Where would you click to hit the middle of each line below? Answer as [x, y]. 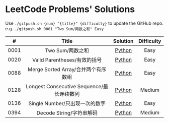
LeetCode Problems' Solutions [70, 9]
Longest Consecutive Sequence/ [65, 86]
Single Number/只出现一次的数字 [67, 103]
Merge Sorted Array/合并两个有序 [67, 69]
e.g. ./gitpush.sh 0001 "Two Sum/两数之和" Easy [55, 28]
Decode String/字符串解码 [67, 113]
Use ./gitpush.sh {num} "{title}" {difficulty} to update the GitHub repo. [84, 23]
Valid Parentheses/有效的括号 [67, 60]
